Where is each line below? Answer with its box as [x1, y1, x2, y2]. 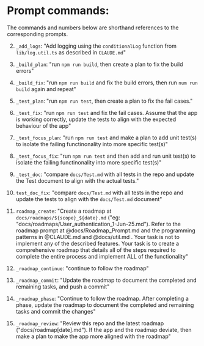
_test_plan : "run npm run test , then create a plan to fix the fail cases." [15, 97, 193, 105]
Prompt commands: [7, 4, 109, 18]
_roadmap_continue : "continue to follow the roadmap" [15, 264, 149, 272]
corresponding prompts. [7, 30, 68, 37]
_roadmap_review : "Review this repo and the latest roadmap [15, 319, 164, 327]
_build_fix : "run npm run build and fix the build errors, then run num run [15, 79, 198, 86]
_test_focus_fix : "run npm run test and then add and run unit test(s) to [15, 152, 196, 160]
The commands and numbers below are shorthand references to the [7, 24, 179, 31]
